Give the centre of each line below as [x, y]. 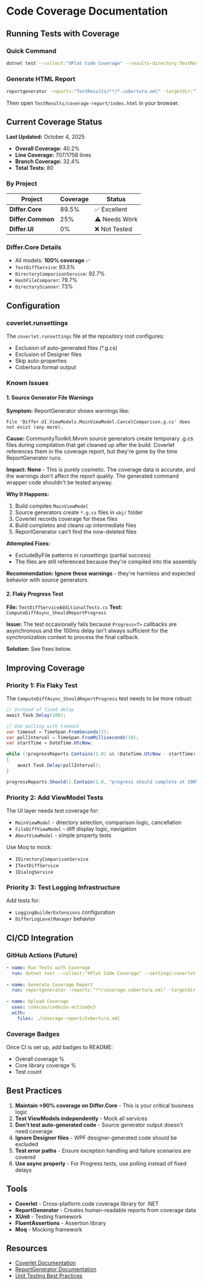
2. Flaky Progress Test [35, 594]
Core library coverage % [46, 1065]
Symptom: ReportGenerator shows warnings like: [68, 411]
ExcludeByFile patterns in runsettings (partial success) [83, 555]
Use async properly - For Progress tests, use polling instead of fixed [101, 1163]
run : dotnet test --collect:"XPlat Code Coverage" [77, 973]
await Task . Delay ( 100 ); [36, 715]
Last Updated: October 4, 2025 [46, 136]
